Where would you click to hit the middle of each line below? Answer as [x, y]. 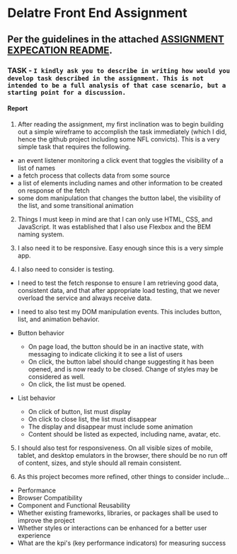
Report [18, 108]
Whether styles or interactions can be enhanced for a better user [112, 528]
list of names [36, 168]
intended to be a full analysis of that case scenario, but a [117, 85]
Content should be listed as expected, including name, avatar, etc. [125, 434]
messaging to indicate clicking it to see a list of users [105, 354]
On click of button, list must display [79, 411]
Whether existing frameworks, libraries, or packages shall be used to [118, 513]
